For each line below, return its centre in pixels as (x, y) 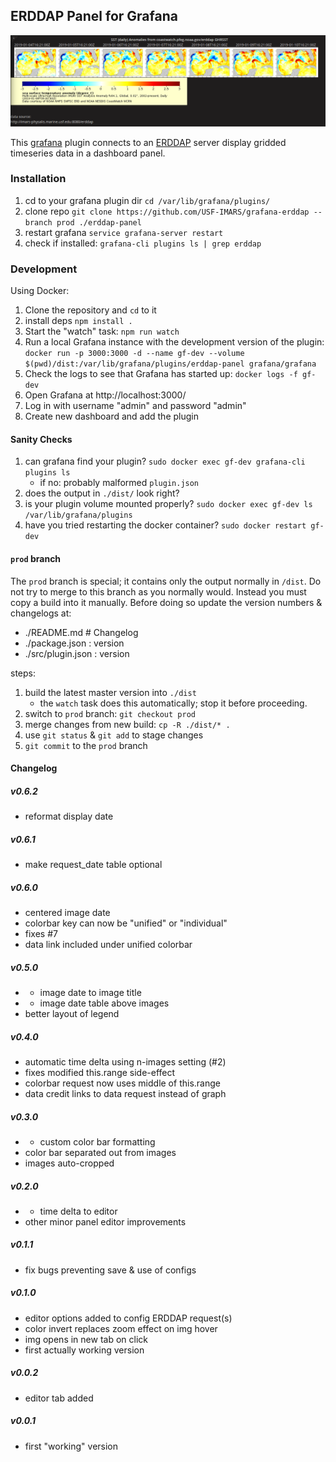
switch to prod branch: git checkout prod (110, 713)
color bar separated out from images (100, 1152)
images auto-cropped (69, 1163)
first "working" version (71, 1446)
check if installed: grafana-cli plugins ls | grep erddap (143, 243)
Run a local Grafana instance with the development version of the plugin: (174, 342)
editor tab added (59, 1398)
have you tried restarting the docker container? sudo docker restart (165, 525)
